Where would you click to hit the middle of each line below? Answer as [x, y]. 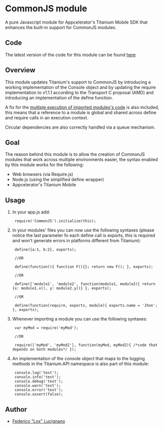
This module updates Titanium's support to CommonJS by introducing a [78, 82]
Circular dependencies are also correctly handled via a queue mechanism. [80, 127]
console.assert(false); [39, 394]
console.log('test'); [37, 373]
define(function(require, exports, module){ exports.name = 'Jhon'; [86, 306]
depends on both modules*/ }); [44, 349]
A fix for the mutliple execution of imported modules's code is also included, [82, 107]
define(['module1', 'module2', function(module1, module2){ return [85, 284]
